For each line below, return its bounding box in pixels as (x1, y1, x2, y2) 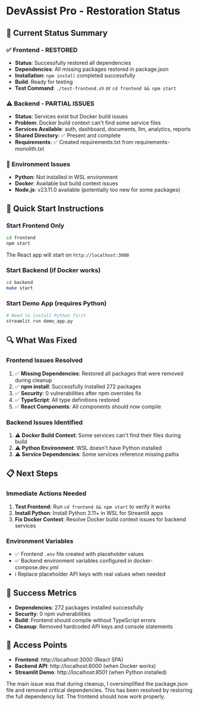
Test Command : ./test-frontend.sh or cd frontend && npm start (14, 85, 177, 92)
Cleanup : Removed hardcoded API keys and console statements (14, 623, 174, 630)
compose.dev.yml (14, 564, 59, 571)
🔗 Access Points (6, 640, 68, 650)
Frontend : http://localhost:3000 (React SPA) (14, 656, 124, 663)
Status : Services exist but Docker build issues (14, 113, 128, 120)
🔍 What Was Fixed (6, 335, 77, 346)
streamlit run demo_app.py (6, 318, 73, 324)
